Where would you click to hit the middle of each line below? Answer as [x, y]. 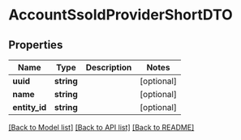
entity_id [30, 107]
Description [109, 68]
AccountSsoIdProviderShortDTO [120, 15]
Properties [36, 45]
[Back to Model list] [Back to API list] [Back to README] [101, 127]
